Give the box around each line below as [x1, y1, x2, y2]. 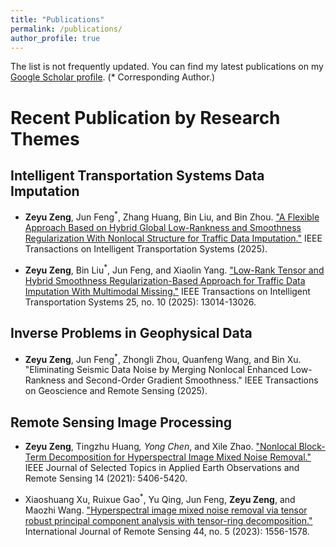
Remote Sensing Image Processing [10, 414, 233, 431]
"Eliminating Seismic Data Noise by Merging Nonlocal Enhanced [24, 364, 289, 376]
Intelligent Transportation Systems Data [10, 167, 265, 184]
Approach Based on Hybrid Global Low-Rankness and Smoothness [24, 222, 302, 234]
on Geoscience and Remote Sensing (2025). [24, 385, 208, 397]
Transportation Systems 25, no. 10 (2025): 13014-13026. [24, 296, 257, 308]
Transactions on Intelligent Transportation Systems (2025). [24, 243, 268, 255]
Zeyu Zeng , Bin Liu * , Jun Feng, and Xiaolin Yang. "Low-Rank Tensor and [24, 262, 325, 276]
